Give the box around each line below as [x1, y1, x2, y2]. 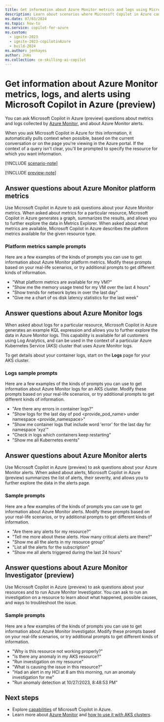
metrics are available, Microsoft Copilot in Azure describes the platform [5, 226, 148, 231]
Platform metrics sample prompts [5, 243, 86, 250]
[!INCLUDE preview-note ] [5, 170, 57, 176]
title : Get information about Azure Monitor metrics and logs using [5, 7, 147, 12]
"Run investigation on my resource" [12, 658, 84, 664]
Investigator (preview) [5, 571, 74, 579]
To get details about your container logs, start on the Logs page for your [5, 352, 150, 358]
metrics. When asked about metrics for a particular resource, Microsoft [5, 210, 148, 216]
